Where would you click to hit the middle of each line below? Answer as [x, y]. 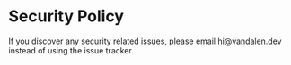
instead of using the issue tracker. [71, 50]
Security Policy [66, 16]
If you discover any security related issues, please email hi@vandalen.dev [145, 41]
